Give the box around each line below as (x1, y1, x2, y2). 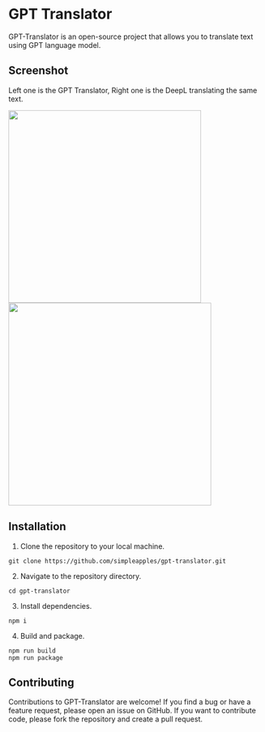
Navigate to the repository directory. (19, 571, 142, 580)
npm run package (8, 653, 63, 661)
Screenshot (8, 64, 69, 78)
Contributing (8, 675, 75, 689)
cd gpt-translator (8, 587, 71, 595)
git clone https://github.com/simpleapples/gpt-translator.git (8, 557, 227, 565)
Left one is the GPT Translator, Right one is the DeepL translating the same (8, 85, 258, 95)
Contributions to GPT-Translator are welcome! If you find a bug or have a (8, 697, 251, 707)
